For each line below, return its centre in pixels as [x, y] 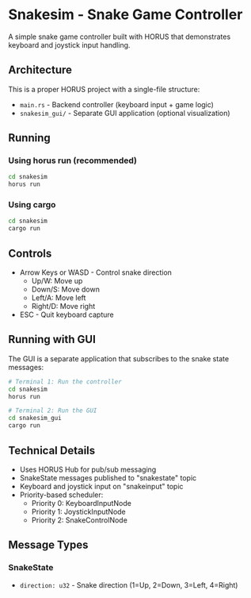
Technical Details [52, 450]
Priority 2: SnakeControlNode [80, 520]
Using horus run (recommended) [72, 160]
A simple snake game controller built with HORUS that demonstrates [120, 37]
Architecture [40, 70]
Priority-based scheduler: [61, 495]
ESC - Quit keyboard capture [67, 314]
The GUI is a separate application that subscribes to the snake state [119, 358]
